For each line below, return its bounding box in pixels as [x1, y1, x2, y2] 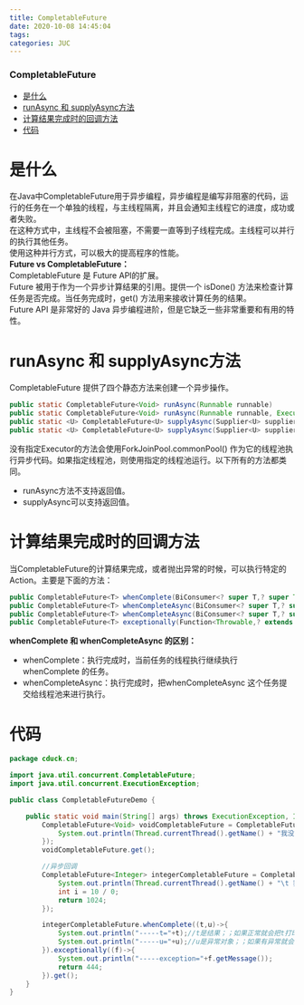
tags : [9, 30, 30, 39]
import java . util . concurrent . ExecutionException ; [9, 779, 201, 788]
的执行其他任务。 [9, 237, 73, 247]
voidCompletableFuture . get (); [42, 846, 156, 855]
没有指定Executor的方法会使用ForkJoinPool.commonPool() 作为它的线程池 [9, 443, 286, 454]
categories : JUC [9, 38, 71, 48]
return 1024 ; [57, 895, 107, 904]
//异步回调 [42, 862, 78, 871]
